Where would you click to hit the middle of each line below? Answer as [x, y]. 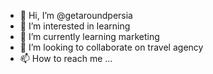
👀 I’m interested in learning [75, 26]
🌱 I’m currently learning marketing [89, 36]
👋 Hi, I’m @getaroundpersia [76, 15]
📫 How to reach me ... [66, 58]
